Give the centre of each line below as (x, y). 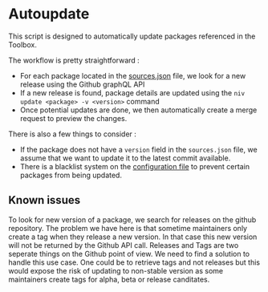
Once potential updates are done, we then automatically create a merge (138, 110)
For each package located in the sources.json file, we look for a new (133, 75)
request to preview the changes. (73, 118)
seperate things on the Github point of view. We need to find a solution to (129, 253)
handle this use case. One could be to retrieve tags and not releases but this (134, 262)
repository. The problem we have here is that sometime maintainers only (128, 228)
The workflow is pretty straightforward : (74, 60)
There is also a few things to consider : (72, 134)
